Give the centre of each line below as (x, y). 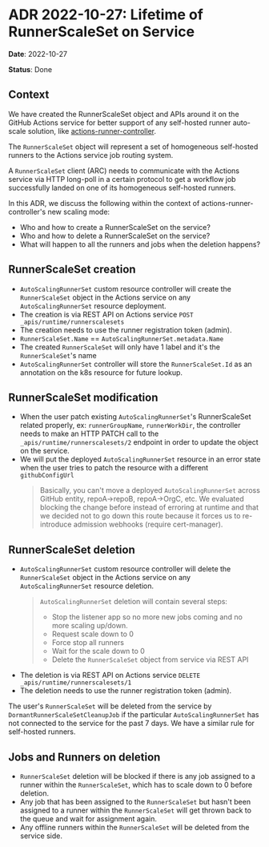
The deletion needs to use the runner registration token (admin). (126, 691)
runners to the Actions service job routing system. (91, 155)
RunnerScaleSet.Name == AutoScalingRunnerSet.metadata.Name (122, 338)
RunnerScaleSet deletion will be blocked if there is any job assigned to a (138, 776)
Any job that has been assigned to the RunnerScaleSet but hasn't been (135, 802)
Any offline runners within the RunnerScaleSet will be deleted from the (134, 827)
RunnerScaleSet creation (72, 270)
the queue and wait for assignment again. (88, 819)
